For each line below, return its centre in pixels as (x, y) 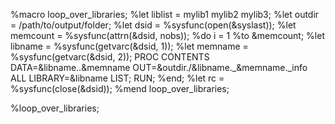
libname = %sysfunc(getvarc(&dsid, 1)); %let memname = (129, 46)
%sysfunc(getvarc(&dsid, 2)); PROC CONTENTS (110, 57)
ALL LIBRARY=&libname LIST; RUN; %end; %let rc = (117, 78)
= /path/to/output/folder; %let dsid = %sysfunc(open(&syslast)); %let (153, 25)
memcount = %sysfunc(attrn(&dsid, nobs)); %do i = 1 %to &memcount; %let (167, 35)
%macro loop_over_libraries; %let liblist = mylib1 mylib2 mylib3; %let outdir (165, 14)
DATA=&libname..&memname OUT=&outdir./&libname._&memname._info (159, 67)
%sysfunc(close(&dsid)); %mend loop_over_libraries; (120, 88)
